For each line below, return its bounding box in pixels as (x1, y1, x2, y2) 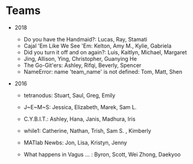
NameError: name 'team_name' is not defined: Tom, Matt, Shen (23, 68, 183, 75)
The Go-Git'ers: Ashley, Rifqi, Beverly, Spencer (23, 62, 142, 69)
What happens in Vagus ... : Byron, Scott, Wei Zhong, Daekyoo (23, 151, 181, 158)
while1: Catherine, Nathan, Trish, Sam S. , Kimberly (23, 127, 151, 134)
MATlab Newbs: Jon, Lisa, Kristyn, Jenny (23, 138, 128, 146)
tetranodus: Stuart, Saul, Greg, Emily (23, 91, 115, 99)
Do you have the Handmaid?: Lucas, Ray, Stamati (23, 35, 148, 43)
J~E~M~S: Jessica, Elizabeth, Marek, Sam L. (23, 103, 137, 110)
